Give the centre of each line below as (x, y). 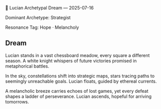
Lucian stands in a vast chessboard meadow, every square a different (77, 55)
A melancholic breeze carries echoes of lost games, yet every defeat (77, 91)
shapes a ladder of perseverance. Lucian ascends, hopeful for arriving (78, 96)
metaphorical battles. (27, 66)
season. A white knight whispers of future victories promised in (71, 61)
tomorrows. (17, 101)
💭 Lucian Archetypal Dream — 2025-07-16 (49, 8)
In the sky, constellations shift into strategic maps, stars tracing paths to (80, 76)
